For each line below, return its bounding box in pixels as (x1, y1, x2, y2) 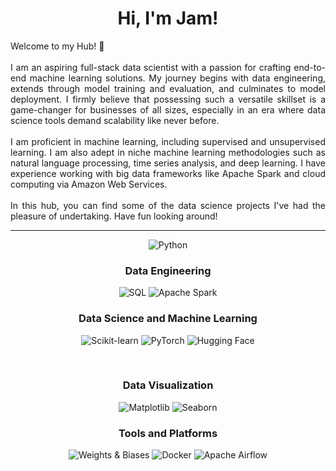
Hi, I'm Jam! (117, 7, 219, 30)
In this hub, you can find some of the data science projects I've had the (10, 199, 326, 211)
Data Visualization (122, 378, 214, 392)
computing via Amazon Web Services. (10, 178, 168, 190)
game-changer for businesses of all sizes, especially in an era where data (10, 103, 326, 116)
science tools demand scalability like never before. (10, 114, 220, 126)
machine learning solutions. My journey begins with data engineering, (29, 72, 326, 84)
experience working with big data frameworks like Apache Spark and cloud (10, 167, 326, 179)
